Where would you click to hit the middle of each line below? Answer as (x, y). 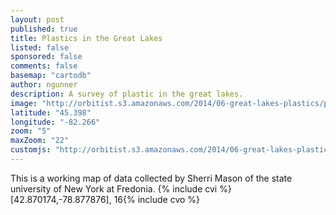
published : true (44, 29)
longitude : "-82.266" (55, 122)
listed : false (40, 47)
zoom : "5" (31, 131)
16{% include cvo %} (157, 199)
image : (24, 103)
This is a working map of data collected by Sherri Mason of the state (151, 178)
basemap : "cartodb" (51, 76)
